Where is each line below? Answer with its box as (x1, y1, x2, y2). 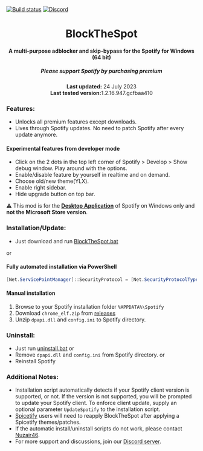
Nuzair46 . (14, 432, 40, 439)
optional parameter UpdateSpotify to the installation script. (14, 406, 161, 413)
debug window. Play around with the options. (14, 165, 127, 172)
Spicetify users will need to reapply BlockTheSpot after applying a (14, 412, 179, 420)
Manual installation (6, 289, 56, 297)
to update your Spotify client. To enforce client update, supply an (14, 400, 177, 407)
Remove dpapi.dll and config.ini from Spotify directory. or (14, 351, 165, 358)
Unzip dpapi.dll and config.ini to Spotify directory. (14, 315, 146, 323)
